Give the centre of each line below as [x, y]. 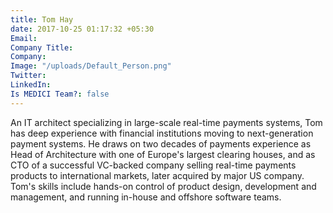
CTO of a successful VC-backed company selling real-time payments [153, 165]
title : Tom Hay [42, 19]
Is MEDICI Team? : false [60, 94]
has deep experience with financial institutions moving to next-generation [162, 133]
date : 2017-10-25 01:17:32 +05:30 [82, 29]
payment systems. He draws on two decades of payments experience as [161, 143]
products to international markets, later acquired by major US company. [157, 175]
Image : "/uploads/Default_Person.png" [91, 66]
